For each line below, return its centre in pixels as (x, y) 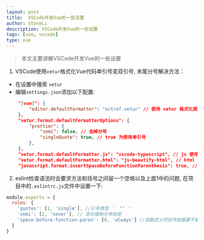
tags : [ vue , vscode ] (32, 35)
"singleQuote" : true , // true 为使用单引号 (93, 138)
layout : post (23, 12)
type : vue (19, 40)
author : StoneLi (27, 23)
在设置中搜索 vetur (39, 84)
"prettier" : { (47, 126)
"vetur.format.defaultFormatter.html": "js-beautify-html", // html (107, 160)
